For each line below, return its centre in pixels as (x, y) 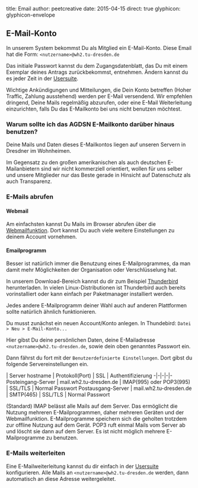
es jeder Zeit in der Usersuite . (42, 78)
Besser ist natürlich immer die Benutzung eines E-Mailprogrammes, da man (98, 263)
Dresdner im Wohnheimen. (39, 151)
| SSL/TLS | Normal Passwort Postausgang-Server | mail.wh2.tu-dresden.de (99, 388)
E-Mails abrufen (30, 197)
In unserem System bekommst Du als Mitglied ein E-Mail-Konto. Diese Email (99, 48)
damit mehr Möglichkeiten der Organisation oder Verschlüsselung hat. (92, 270)
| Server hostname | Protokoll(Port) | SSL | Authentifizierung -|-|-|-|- (90, 376)
